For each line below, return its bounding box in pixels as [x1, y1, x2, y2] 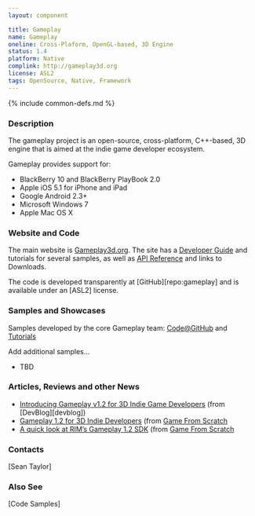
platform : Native [8, 55, 65, 63]
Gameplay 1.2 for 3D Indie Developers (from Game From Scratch [19, 415, 228, 425]
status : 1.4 [8, 48, 47, 56]
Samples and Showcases [8, 306, 106, 317]
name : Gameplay [8, 33, 58, 41]
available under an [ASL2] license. [8, 286, 119, 295]
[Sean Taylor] [8, 462, 53, 471]
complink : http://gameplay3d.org [8, 62, 118, 71]
